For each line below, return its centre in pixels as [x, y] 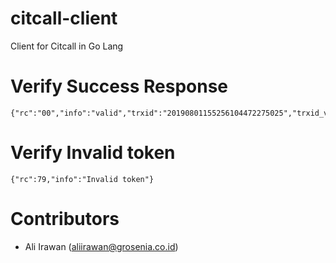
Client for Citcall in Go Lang [67, 46]
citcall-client [64, 18]
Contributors [65, 219]
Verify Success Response [119, 86]
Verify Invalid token [93, 153]
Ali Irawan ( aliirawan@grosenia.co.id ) [101, 246]
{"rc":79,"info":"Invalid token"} [82, 179]
